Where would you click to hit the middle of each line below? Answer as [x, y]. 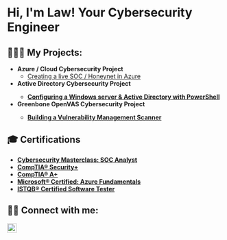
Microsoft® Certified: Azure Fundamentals [79, 181]
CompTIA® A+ [37, 174]
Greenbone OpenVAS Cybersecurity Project [81, 104]
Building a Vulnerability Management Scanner [94, 117]
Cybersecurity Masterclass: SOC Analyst [77, 160]
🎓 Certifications [44, 140]
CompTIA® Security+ [48, 167]
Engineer [33, 27]
